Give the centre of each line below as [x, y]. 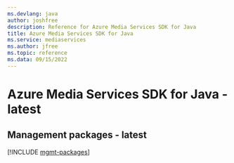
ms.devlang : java [33, 14]
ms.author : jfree [33, 46]
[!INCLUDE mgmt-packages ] [48, 152]
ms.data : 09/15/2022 [38, 60]
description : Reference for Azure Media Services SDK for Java [102, 27]
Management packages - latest [77, 135]
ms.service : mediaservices [47, 40]
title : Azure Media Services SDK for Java [70, 33]
